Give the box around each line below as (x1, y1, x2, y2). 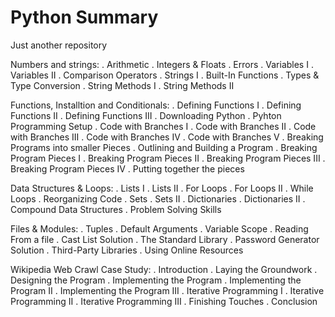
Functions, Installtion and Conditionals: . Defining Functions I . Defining (10, 99, 302, 111)
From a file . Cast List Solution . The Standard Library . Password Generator (10, 233, 320, 245)
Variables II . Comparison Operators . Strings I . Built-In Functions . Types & (10, 69, 320, 81)
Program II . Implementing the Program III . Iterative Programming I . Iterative (10, 284, 325, 296)
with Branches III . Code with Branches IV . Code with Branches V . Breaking (10, 131, 324, 143)
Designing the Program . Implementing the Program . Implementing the (10, 274, 302, 286)
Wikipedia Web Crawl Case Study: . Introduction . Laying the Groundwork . (10, 263, 318, 275)
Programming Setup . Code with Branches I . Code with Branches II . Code (10, 120, 317, 132)
